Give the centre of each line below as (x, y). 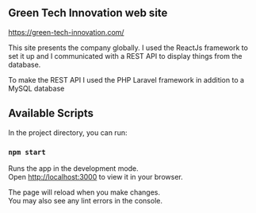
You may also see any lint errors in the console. (85, 200)
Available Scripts (51, 113)
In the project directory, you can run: (68, 132)
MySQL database (36, 88)
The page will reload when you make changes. (84, 192)
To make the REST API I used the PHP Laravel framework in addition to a (126, 79)
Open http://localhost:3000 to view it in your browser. (96, 176)
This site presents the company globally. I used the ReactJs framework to (128, 48)
